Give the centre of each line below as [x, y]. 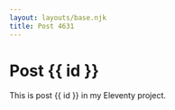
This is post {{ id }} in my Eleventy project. [88, 96]
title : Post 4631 [42, 26]
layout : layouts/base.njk [58, 18]
